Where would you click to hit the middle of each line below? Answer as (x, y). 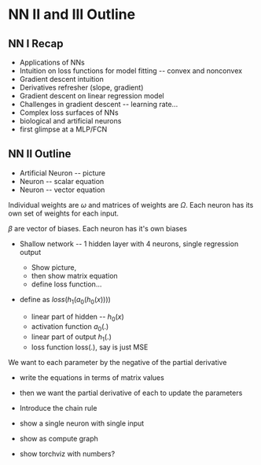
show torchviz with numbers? (67, 454)
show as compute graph (59, 439)
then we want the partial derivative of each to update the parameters (131, 393)
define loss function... (66, 284)
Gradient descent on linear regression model (92, 96)
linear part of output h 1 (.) (72, 338)
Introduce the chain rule (58, 408)
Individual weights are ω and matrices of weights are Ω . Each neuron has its (131, 205)
